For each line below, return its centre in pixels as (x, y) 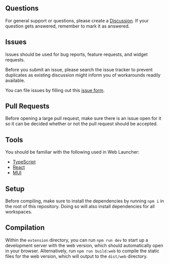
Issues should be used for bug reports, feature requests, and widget (77, 54)
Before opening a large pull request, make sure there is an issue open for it (83, 119)
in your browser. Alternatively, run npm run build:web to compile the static (82, 251)
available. (15, 80)
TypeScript (24, 162)
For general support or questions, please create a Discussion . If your (77, 20)
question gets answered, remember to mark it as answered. (67, 26)
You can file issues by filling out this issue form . (55, 90)
